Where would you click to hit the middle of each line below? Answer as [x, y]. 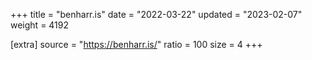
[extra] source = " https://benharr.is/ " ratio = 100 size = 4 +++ [136, 44]
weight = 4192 [40, 25]
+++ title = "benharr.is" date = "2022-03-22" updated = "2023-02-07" [156, 14]
